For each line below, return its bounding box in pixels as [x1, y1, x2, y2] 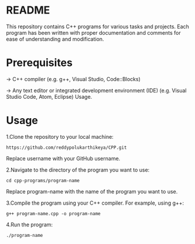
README [6, 4, 50, 17]
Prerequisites [6, 56, 73, 69]
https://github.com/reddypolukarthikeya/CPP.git [6, 145, 127, 151]
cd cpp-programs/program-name [6, 178, 80, 183]
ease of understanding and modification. [6, 35, 104, 42]
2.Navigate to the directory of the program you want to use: [6, 166, 150, 173]
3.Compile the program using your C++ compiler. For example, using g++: [6, 199, 184, 206]
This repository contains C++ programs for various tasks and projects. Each [6, 23, 189, 30]
